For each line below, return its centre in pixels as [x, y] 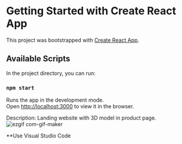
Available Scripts [38, 59]
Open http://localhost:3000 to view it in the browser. [70, 107]
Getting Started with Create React [91, 11]
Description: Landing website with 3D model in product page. [81, 118]
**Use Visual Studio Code [39, 136]
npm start [20, 88]
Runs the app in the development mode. [55, 100]
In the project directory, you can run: [51, 73]
